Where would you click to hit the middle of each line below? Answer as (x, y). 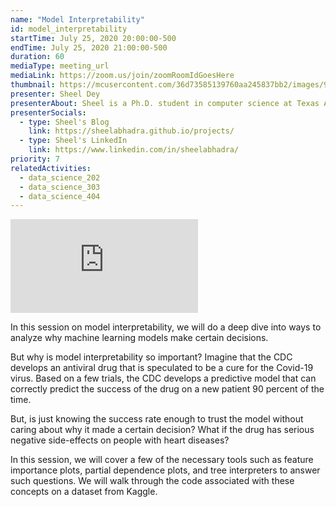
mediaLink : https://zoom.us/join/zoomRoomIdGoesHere (122, 76)
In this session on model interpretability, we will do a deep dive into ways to (166, 327)
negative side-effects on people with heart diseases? (120, 440)
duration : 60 (37, 57)
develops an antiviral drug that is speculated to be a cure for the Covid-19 (162, 368)
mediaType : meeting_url (60, 66)
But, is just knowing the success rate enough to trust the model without (157, 419)
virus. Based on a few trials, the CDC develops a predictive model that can (163, 378)
